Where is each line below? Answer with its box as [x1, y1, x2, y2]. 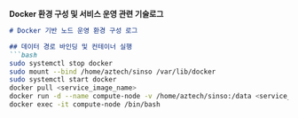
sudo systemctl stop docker [9, 59, 114, 67]
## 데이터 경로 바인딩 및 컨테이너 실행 [9, 42, 133, 51]
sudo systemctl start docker [9, 75, 117, 84]
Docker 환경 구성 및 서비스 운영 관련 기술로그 [9, 9, 164, 19]
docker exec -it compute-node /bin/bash [9, 100, 161, 109]
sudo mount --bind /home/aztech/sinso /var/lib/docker [9, 67, 216, 76]
